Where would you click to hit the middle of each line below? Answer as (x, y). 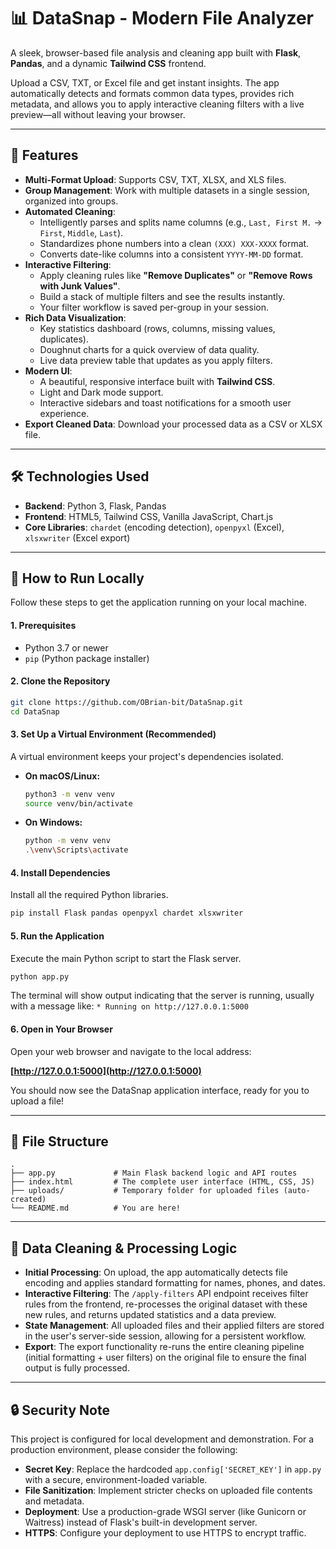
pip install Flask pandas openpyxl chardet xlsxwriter (127, 913)
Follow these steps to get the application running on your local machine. (158, 602)
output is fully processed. (77, 1368)
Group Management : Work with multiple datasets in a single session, (167, 190)
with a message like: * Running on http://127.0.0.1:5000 (129, 1006)
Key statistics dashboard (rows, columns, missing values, (157, 328)
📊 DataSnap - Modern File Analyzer (162, 18)
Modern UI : (48, 371)
